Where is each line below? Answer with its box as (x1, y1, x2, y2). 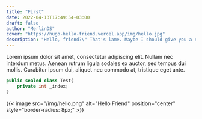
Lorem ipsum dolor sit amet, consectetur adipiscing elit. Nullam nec (6, 53, 173, 60)
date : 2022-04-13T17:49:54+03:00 (6, 14, 90, 20)
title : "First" (6, 8, 44, 15)
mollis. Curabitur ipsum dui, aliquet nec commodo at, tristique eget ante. (6, 66, 185, 73)
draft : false (6, 20, 39, 26)
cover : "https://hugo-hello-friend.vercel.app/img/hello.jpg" (6, 31, 165, 37)
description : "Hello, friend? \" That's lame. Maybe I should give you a (6, 37, 192, 43)
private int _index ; (17, 83, 69, 89)
